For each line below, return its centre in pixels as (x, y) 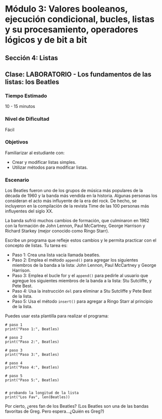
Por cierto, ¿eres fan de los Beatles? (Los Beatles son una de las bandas (77, 406)
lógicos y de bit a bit (46, 40)
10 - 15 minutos (20, 106)
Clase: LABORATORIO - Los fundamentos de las (78, 74)
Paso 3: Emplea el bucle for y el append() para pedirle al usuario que (80, 276)
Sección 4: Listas (31, 58)
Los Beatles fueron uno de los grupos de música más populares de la (74, 191)
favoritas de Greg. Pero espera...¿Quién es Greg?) (55, 411)
